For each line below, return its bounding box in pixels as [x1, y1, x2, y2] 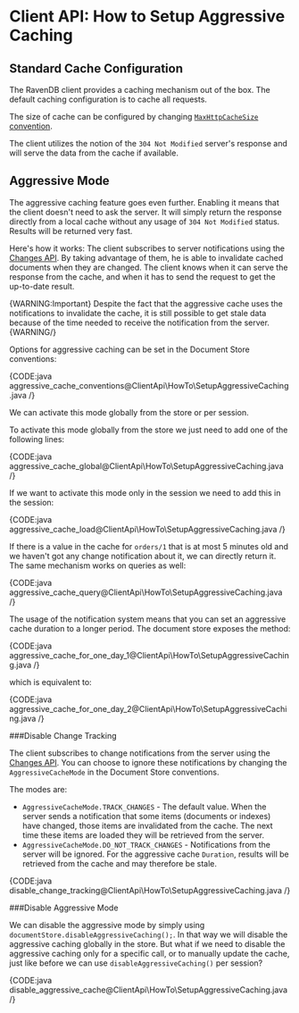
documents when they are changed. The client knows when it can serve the [9, 262, 288, 272]
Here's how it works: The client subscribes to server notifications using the [9, 243, 286, 254]
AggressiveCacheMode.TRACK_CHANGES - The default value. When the [21, 801, 267, 812]
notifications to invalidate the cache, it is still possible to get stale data [9, 307, 267, 318]
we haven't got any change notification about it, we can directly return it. [9, 550, 277, 561]
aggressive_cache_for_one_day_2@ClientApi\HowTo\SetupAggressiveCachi [9, 703, 287, 714]
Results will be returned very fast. [9, 225, 133, 236]
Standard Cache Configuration [9, 61, 183, 76]
